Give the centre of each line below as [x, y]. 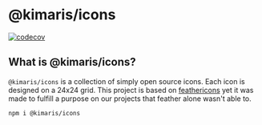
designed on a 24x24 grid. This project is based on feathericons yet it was [131, 90]
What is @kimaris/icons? [72, 62]
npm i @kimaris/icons [44, 113]
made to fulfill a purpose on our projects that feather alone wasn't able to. [130, 99]
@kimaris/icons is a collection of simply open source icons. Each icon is [127, 81]
